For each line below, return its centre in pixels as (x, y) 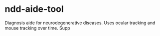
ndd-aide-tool (34, 9)
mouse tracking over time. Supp (37, 28)
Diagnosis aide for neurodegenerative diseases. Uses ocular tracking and (80, 23)
